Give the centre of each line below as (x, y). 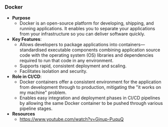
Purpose (21, 18)
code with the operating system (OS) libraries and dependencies (87, 55)
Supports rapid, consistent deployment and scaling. (73, 66)
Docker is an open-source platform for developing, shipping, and (87, 23)
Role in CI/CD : (27, 77)
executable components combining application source (104, 50)
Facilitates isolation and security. (53, 71)
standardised (33, 50)
